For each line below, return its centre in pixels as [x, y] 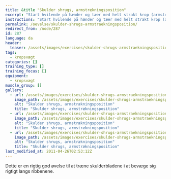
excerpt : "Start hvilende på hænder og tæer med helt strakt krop [77, 15]
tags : [11, 52]
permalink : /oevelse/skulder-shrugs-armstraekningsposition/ [72, 24]
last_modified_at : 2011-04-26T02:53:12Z [49, 152]
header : [13, 43]
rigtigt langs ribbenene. [30, 171]
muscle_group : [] [24, 85]
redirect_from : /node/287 [33, 29]
